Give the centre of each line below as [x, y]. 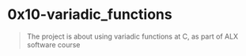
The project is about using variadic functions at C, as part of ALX [132, 36]
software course [53, 44]
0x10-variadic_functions [90, 15]
